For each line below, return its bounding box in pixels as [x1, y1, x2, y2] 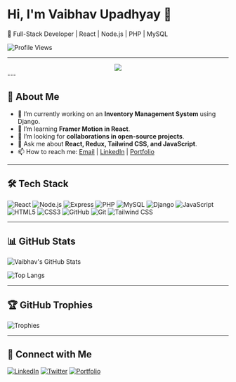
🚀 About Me [7, 91, 60, 103]
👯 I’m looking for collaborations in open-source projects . [17, 132, 185, 140]
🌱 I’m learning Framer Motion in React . [17, 125, 131, 133]
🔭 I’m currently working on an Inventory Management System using [17, 109, 216, 118]
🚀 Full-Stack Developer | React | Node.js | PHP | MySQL [7, 30, 169, 38]
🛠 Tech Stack [7, 178, 69, 190]
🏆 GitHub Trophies [7, 299, 93, 311]
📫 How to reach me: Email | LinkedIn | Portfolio [17, 147, 155, 155]
